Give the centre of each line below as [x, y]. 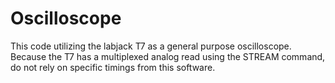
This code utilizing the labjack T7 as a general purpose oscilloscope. [151, 46]
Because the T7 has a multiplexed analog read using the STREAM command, [168, 56]
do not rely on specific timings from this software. [113, 67]
